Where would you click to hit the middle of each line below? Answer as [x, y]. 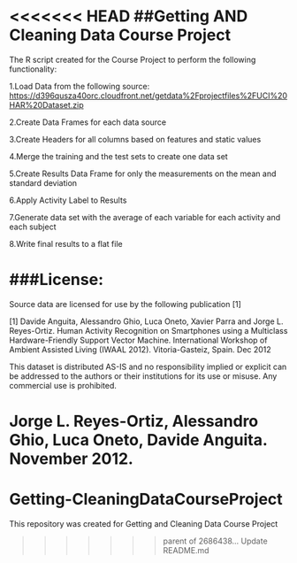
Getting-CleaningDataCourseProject [146, 500]
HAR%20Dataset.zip [46, 104]
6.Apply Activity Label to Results [68, 200]
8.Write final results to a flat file [66, 243]
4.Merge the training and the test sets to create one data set [118, 156]
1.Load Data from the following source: [80, 86]
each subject [33, 227]
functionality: [33, 69]
